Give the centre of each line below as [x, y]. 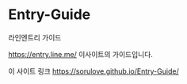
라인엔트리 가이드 [35, 37]
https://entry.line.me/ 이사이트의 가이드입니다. [80, 54]
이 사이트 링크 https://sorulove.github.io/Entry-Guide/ [94, 71]
